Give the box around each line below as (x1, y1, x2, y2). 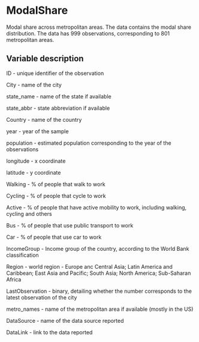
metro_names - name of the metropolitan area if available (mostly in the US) (6, 305, 194, 313)
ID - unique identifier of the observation (6, 70, 104, 77)
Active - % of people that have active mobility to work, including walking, (6, 203, 187, 211)
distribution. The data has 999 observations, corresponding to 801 (6, 29, 170, 37)
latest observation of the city (6, 293, 77, 301)
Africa (6, 275, 22, 283)
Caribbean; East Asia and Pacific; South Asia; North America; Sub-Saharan (6, 269, 191, 277)
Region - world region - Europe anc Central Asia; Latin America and (6, 263, 173, 270)
